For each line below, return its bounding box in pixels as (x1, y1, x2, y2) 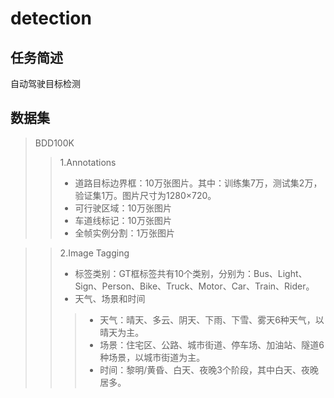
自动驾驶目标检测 (10, 78, 81, 89)
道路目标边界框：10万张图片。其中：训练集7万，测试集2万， (74, 177, 323, 189)
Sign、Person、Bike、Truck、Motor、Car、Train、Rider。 (74, 280, 315, 292)
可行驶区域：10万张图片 (74, 202, 172, 214)
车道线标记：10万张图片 (74, 214, 172, 226)
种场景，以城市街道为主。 (99, 351, 206, 363)
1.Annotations (59, 156, 117, 168)
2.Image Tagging (59, 247, 130, 259)
